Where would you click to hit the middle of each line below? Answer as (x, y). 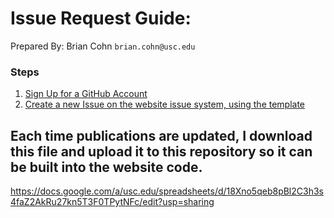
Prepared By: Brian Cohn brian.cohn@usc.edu (103, 46)
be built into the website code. (106, 167)
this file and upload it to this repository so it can (161, 151)
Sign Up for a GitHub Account (86, 94)
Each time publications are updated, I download (161, 135)
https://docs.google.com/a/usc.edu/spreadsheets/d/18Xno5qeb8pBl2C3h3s (167, 191)
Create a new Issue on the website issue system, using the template (165, 104)
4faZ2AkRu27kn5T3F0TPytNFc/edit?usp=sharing (112, 202)
